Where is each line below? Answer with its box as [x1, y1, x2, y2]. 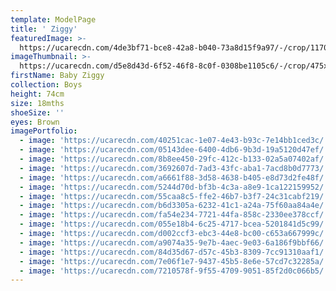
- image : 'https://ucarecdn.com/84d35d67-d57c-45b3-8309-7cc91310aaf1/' [19, 247, 329, 257]
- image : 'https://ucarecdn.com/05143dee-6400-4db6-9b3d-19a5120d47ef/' [19, 145, 329, 155]
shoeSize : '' [10, 107, 65, 118]
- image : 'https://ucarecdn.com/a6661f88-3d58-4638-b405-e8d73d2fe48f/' [19, 172, 329, 183]
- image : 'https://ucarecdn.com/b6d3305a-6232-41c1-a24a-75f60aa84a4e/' [19, 201, 329, 211]
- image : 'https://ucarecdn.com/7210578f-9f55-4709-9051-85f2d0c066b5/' [19, 266, 329, 276]
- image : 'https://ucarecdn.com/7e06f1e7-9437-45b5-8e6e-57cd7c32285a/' [19, 256, 329, 266]
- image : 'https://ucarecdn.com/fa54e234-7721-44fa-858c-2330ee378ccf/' [19, 210, 329, 220]
